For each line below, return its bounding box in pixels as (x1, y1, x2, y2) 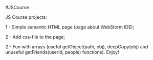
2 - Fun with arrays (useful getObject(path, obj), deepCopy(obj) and (5, 44, 148, 50)
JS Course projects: (5, 14, 47, 20)
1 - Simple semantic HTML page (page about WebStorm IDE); (5, 24, 135, 30)
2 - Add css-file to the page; (5, 34, 65, 40)
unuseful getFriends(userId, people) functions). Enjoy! (5, 49, 119, 55)
